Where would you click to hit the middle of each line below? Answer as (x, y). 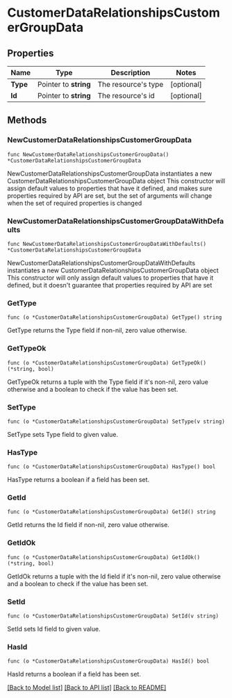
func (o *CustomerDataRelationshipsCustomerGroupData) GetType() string (115, 317)
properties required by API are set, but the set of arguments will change (110, 195)
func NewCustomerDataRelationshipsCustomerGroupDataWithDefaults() (107, 244)
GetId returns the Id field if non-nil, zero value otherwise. (89, 525)
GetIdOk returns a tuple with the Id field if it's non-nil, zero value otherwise (114, 576)
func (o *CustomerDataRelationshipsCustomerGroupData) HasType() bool (111, 467)
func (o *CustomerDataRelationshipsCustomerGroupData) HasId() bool (108, 661)
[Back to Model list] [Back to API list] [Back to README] (87, 688)
